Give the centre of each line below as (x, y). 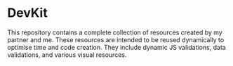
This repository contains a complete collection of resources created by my (115, 32)
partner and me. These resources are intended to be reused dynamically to (116, 39)
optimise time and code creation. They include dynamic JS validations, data (116, 47)
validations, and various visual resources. (67, 55)
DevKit (27, 13)
